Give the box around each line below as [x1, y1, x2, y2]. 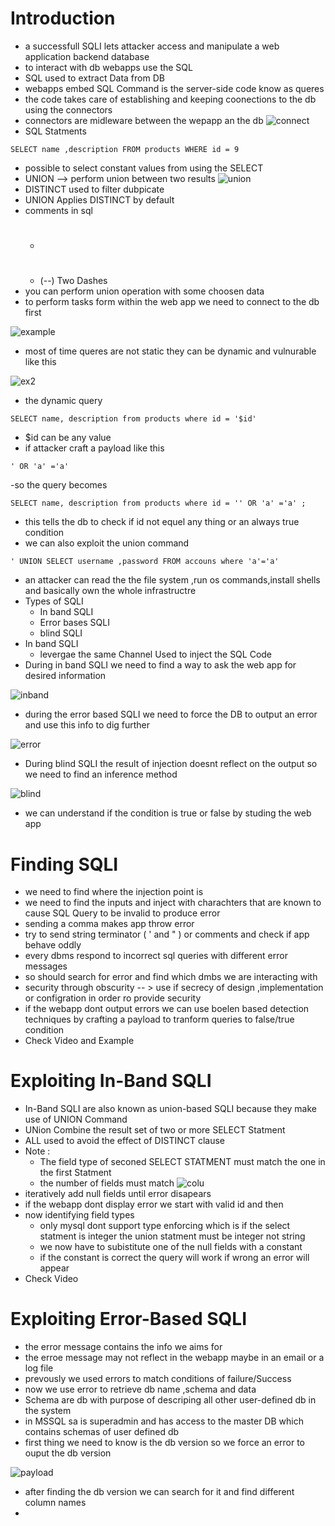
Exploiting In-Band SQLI [10, 1070, 212, 1092]
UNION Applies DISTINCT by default [24, 193, 175, 206]
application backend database [24, 50, 150, 62]
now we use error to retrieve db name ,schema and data [24, 1383, 257, 1396]
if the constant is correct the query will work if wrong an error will [39, 1252, 310, 1264]
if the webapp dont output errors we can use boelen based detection [24, 1003, 310, 1015]
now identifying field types [24, 1209, 135, 1221]
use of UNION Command [24, 1113, 128, 1126]
